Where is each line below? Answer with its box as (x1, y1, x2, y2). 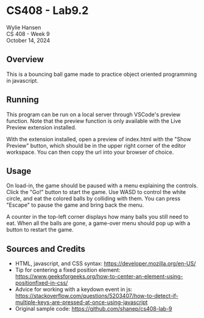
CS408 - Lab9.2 (6, 4, 89, 18)
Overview (6, 54, 44, 64)
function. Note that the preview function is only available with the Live (6, 117, 181, 125)
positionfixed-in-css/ (15, 279, 68, 286)
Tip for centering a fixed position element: (15, 266, 121, 274)
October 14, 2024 (6, 36, 51, 44)
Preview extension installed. (6, 123, 77, 131)
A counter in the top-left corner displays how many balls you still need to (6, 213, 189, 221)
